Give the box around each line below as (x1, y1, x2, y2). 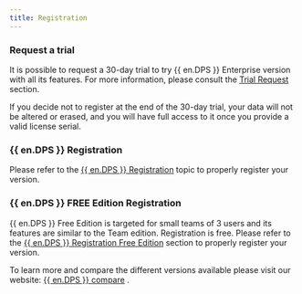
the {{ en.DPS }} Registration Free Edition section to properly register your (9, 236, 287, 247)
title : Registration (9, 13, 89, 23)
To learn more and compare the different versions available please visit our (9, 264, 291, 275)
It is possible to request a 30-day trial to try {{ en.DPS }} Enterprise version (9, 64, 291, 75)
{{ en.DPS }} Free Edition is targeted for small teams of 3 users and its (9, 217, 272, 228)
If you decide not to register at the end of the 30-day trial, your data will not (9, 101, 294, 112)
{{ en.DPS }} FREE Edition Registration (9, 197, 182, 210)
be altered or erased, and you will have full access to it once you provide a (9, 110, 289, 121)
